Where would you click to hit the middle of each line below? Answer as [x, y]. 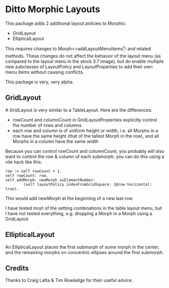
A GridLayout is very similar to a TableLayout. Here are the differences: [79, 110]
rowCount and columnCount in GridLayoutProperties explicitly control [85, 119]
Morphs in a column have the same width [55, 141]
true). [12, 189]
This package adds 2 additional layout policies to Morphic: [66, 23]
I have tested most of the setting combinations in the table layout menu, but [84, 208]
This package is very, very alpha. [40, 81]
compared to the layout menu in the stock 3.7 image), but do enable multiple [84, 61]
